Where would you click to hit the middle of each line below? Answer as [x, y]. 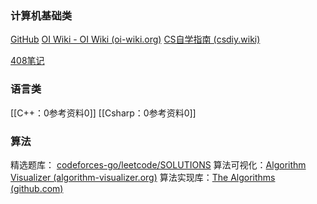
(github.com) [37, 188]
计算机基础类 [41, 15]
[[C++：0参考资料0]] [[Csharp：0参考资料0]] [103, 113]
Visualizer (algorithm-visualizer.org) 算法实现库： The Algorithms [143, 177]
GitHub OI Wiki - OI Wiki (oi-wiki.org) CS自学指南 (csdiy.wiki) [135, 39]
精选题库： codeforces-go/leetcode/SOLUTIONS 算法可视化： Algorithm [158, 164]
